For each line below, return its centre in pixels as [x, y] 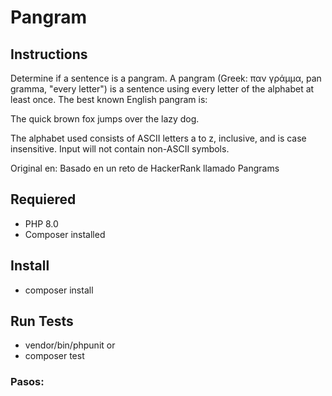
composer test [54, 356]
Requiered [43, 199]
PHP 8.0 [41, 223]
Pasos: [27, 382]
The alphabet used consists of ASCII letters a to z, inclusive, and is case [158, 138]
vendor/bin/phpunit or [70, 345]
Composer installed [65, 234]
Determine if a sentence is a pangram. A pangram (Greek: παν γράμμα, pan [166, 78]
